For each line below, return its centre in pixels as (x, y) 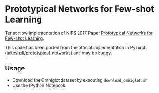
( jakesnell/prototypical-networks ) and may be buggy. (59, 53)
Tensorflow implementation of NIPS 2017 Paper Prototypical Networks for (79, 33)
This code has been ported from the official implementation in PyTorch (76, 47)
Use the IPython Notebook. (39, 85)
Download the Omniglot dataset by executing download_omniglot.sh (80, 80)
